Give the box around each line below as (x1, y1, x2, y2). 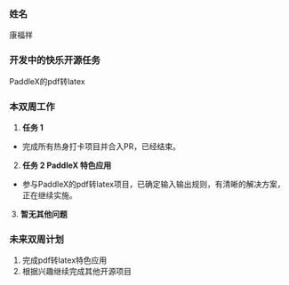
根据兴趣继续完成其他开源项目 (21, 266, 132, 277)
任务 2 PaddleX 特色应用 (21, 160, 112, 170)
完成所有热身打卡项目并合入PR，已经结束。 (21, 140, 181, 152)
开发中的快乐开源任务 (9, 54, 100, 67)
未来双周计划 (9, 233, 65, 245)
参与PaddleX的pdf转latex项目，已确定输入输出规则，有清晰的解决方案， (21, 178, 285, 189)
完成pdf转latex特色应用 (21, 255, 108, 265)
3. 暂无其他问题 (11, 209, 68, 219)
